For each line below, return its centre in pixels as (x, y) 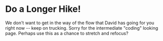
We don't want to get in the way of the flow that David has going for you (80, 23)
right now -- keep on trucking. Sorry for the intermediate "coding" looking (82, 28)
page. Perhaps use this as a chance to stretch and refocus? (67, 33)
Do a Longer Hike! (43, 9)
